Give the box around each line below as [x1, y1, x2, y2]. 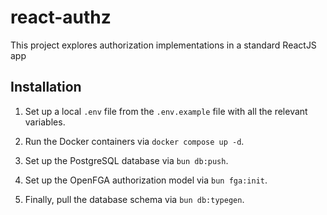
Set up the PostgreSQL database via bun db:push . [24, 154, 229, 166]
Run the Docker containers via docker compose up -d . [24, 135, 245, 147]
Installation [10, 79, 82, 96]
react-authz [10, 6, 112, 29]
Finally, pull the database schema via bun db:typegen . [24, 193, 245, 205]
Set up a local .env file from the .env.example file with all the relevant [24, 105, 308, 117]
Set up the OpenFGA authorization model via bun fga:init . [24, 174, 268, 186]
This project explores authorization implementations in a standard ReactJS [10, 39, 317, 51]
